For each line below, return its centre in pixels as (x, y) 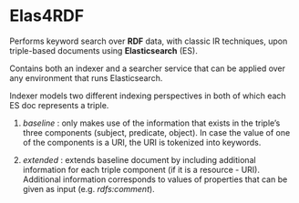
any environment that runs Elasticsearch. (86, 77)
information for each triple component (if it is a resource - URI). (141, 169)
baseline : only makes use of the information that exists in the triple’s (151, 123)
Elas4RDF (47, 16)
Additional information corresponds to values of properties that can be (155, 179)
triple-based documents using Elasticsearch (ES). (103, 50)
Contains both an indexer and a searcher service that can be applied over (147, 68)
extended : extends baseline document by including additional (139, 159)
